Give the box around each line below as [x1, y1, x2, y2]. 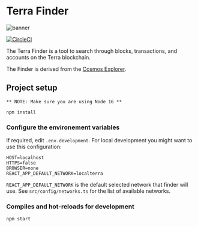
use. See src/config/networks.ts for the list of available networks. [6, 187, 171, 195]
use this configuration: [6, 143, 62, 151]
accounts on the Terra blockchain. [6, 53, 91, 61]
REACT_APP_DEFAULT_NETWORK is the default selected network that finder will [6, 181, 188, 189]
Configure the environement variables [6, 123, 120, 132]
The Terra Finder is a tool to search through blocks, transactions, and [6, 47, 178, 55]
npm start [6, 216, 31, 222]
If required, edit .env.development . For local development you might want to [6, 137, 193, 144]
